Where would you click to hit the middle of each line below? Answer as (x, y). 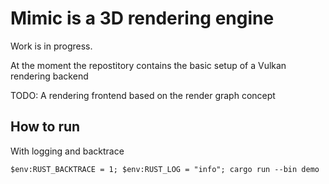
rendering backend (49, 76)
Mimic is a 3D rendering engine (142, 18)
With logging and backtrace (67, 151)
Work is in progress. (51, 46)
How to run (45, 127)
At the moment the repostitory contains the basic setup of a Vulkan (148, 65)
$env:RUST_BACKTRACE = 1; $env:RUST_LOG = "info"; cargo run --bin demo (165, 169)
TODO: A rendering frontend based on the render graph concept (143, 95)
